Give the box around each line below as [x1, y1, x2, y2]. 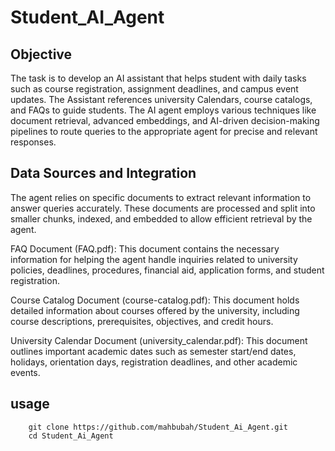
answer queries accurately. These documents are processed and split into [10, 202, 316, 214]
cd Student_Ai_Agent [28, 431, 114, 441]
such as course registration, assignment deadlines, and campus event [10, 83, 299, 95]
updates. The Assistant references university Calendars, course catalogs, [10, 94, 313, 105]
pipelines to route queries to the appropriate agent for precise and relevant [10, 126, 318, 137]
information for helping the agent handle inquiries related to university [10, 253, 298, 265]
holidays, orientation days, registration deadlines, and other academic [10, 356, 298, 368]
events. [10, 366, 41, 378]
